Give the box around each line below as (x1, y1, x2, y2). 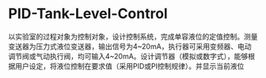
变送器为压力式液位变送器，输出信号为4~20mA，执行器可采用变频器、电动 (8, 41, 252, 51)
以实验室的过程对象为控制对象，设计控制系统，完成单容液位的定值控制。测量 (8, 32, 258, 41)
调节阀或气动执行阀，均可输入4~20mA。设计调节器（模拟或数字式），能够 (8, 51, 249, 61)
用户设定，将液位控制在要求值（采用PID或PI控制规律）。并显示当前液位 (14, 61, 245, 71)
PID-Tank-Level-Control (8, 5, 168, 23)
